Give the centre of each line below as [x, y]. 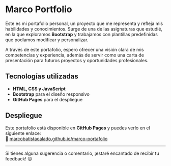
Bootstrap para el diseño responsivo [51, 94]
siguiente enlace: [23, 133]
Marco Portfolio [39, 9]
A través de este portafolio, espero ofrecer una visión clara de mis [75, 49]
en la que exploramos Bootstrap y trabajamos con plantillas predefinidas [81, 34]
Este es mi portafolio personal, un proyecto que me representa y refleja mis [84, 23]
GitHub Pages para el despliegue [48, 99]
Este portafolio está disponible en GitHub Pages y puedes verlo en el [78, 128]
